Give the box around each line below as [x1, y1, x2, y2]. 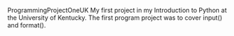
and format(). [7, 21, 46, 29]
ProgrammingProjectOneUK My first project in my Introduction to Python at [7, 6, 228, 14]
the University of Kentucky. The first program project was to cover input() [7, 13, 223, 22]
